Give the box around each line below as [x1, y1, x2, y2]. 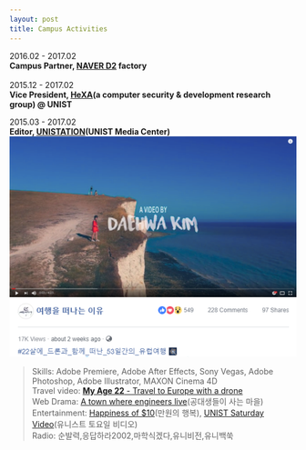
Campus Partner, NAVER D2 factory [9, 60, 148, 71]
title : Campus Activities [9, 24, 107, 34]
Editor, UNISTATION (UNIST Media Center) [9, 125, 171, 136]
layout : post [9, 15, 59, 24]
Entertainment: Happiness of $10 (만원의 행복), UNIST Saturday [31, 407, 264, 418]
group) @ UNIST [9, 98, 73, 109]
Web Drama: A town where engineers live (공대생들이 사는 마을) [31, 396, 264, 407]
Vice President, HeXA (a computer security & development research [9, 89, 271, 100]
